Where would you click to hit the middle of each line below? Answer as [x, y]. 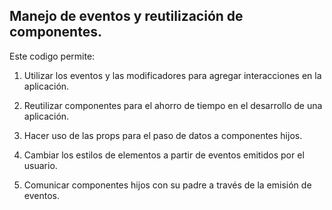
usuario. [40, 165]
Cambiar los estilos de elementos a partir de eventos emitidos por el [164, 155]
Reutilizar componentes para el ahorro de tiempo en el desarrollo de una [173, 105]
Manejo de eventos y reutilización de [126, 16]
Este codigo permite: [52, 56]
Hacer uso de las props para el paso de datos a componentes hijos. [163, 135]
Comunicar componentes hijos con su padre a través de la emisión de [167, 185]
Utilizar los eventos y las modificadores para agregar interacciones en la [172, 75]
